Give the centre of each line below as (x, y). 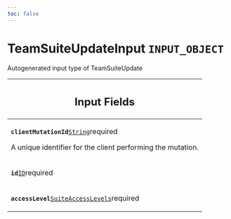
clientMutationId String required (64, 132)
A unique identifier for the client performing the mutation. (105, 147)
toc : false (23, 14)
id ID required (32, 173)
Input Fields (105, 102)
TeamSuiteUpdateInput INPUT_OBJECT (116, 48)
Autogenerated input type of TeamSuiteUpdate (75, 68)
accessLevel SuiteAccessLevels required (75, 199)
